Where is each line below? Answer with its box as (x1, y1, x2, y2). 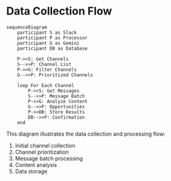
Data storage (15, 168, 48, 175)
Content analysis (15, 161, 57, 168)
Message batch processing (15, 154, 83, 162)
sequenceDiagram (6, 24, 47, 30)
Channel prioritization (15, 148, 69, 156)
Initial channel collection (15, 142, 76, 149)
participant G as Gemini (17, 40, 80, 46)
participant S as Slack (17, 29, 77, 36)
